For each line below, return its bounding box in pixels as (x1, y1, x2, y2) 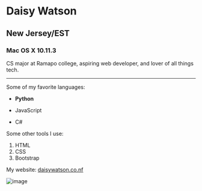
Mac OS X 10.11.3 (6, 46, 57, 55)
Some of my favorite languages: (6, 83, 85, 91)
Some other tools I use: (6, 130, 64, 137)
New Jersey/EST (6, 28, 70, 38)
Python (14, 95, 34, 102)
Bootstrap (14, 154, 40, 162)
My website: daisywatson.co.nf (6, 166, 84, 173)
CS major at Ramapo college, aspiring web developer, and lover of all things (6, 59, 194, 67)
